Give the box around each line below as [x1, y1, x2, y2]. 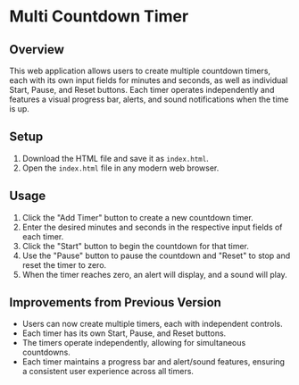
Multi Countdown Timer [9, 6, 189, 27]
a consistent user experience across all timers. [21, 366, 195, 377]
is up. [9, 104, 29, 113]
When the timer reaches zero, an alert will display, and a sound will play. [21, 269, 287, 280]
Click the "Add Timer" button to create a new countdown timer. [21, 212, 254, 222]
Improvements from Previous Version [9, 295, 221, 310]
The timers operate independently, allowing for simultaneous [21, 338, 246, 348]
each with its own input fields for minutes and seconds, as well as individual [9, 75, 288, 86]
